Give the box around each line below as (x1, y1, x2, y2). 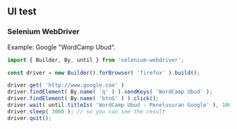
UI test (7, 6, 37, 18)
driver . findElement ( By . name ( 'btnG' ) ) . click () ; (7, 95, 159, 102)
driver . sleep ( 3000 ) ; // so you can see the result (7, 108, 166, 115)
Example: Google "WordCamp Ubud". (7, 42, 116, 51)
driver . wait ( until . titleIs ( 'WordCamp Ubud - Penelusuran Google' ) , (7, 102, 219, 109)
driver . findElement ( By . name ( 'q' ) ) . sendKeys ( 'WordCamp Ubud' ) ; (7, 88, 213, 96)
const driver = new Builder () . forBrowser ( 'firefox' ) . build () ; (7, 69, 200, 76)
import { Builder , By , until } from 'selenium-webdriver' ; (7, 56, 185, 63)
